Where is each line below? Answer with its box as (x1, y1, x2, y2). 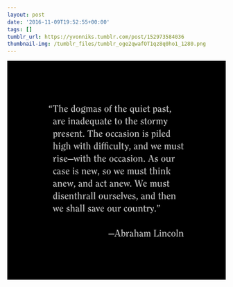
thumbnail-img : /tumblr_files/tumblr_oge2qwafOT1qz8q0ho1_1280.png (7, 40, 207, 48)
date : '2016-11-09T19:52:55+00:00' (7, 18, 110, 26)
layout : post (7, 11, 45, 18)
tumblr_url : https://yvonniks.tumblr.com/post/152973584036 (7, 33, 185, 40)
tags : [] (7, 26, 33, 33)
